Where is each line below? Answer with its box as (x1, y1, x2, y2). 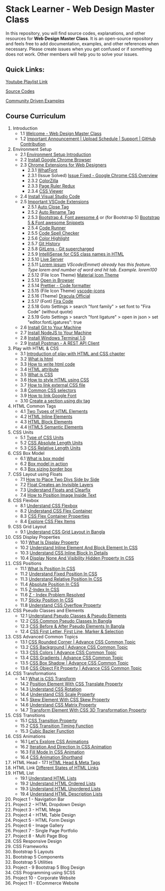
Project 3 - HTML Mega (12, 807, 61, 813)
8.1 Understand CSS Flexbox (20, 502, 78, 509)
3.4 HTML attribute (20, 366, 59, 372)
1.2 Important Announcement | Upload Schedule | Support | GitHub (20, 136, 156, 142)
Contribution (20, 141, 46, 147)
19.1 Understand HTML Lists (20, 775, 77, 781)
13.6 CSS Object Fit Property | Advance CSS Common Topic (20, 665, 142, 671)
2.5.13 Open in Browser (27, 277, 74, 283)
